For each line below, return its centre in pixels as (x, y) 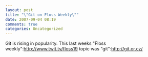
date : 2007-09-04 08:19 (31, 19)
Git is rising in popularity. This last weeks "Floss (56, 43)
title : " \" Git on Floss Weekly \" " (42, 15)
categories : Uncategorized (34, 29)
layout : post (19, 10)
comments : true (22, 24)
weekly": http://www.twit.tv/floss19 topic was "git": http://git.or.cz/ (74, 49)
